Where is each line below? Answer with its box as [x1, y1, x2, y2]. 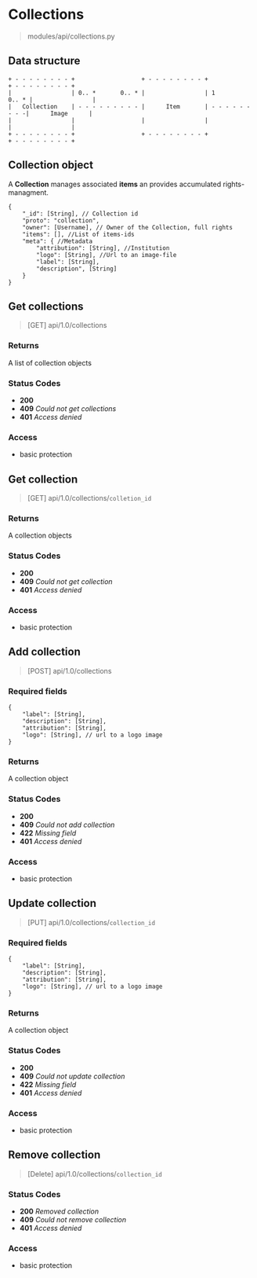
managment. [8, 187, 49, 197]
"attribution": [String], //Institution [36, 244, 170, 252]
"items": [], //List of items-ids [22, 230, 135, 238]
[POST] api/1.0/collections [27, 666, 112, 675]
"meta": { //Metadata [22, 237, 92, 245]
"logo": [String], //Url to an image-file [36, 251, 177, 259]
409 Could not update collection [19, 1071, 125, 1081]
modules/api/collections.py [27, 31, 115, 41]
